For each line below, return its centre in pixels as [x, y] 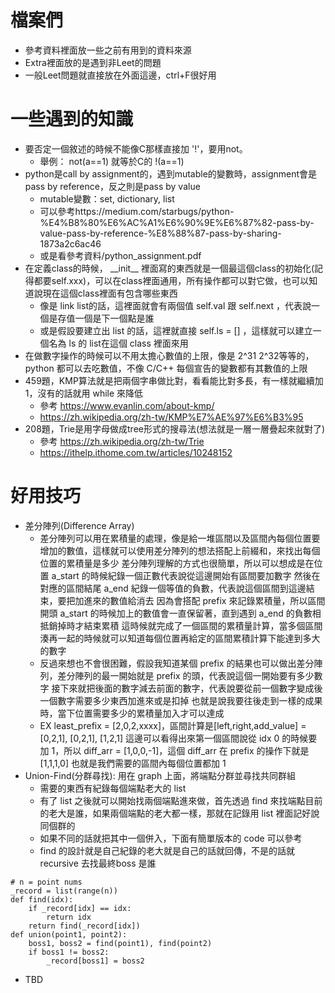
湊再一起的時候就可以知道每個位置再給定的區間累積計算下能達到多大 [180, 638]
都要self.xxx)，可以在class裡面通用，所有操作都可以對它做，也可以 [171, 280]
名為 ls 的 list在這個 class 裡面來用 [118, 343]
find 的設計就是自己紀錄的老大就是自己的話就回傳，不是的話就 [167, 850]
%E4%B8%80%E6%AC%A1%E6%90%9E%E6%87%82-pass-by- [177, 222]
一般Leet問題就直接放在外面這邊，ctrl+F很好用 [120, 75]
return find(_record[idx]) [84, 926]
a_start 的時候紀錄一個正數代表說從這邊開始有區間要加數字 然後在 [186, 575]
